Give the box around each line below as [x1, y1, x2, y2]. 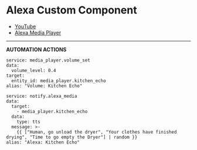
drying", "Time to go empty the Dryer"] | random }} [6, 134, 138, 140]
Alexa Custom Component [6, 4, 137, 17]
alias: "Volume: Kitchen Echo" [6, 83, 83, 88]
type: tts [16, 118, 41, 125]
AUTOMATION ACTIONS [6, 46, 67, 53]
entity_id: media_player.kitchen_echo [11, 77, 107, 84]
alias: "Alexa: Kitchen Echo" [6, 139, 80, 145]
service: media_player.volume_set [6, 57, 91, 63]
